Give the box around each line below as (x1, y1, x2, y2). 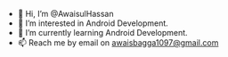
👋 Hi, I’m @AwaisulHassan (17, 9, 114, 19)
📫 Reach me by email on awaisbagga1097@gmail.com (17, 37, 219, 48)
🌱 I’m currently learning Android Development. (17, 28, 189, 37)
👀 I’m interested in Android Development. (17, 18, 169, 28)
